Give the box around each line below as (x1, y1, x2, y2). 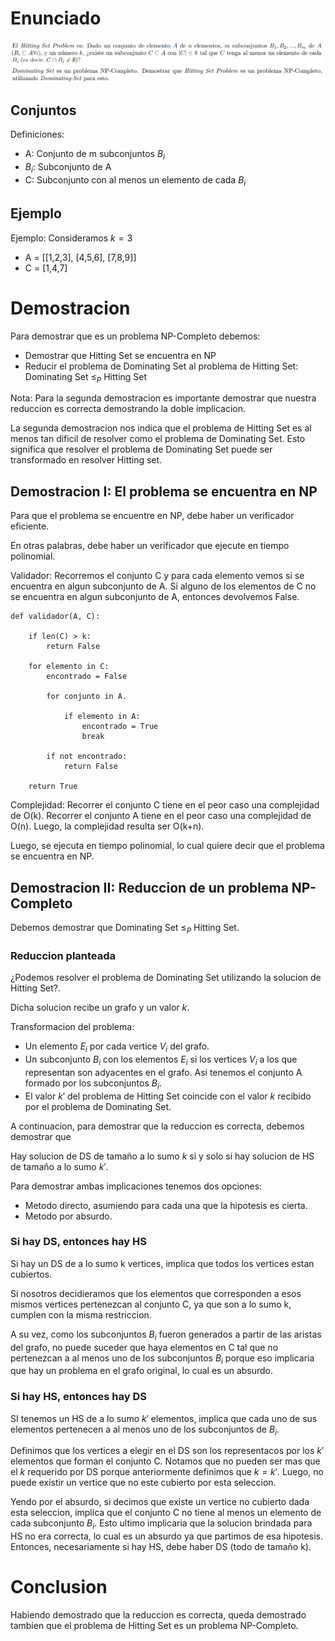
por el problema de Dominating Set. (24, 1100, 172, 1112)
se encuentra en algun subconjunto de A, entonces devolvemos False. (10, 591, 300, 603)
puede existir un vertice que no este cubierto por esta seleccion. (10, 1477, 277, 1489)
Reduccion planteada (10, 948, 117, 962)
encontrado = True (81, 722, 159, 732)
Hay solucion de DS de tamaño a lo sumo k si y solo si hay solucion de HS (10, 1150, 315, 1162)
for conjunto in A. (46, 692, 128, 702)
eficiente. (10, 520, 50, 532)
